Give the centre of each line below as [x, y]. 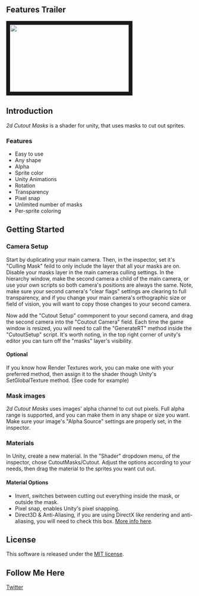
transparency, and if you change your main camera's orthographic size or [96, 297]
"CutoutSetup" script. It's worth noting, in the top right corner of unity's [94, 334]
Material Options [27, 482]
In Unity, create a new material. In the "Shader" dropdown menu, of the [93, 456]
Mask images [26, 396]
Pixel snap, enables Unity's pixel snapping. [67, 508]
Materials [20, 443]
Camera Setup [27, 247]
